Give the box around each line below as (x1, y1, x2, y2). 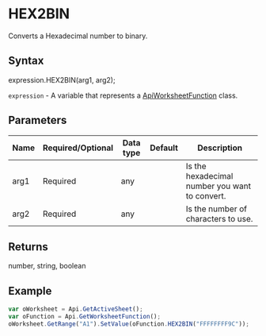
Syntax (8, 54, 44, 68)
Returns (8, 240, 49, 253)
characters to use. (185, 213, 253, 224)
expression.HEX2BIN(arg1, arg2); (8, 75, 116, 84)
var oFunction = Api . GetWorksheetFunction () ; (8, 313, 161, 321)
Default (150, 142, 178, 153)
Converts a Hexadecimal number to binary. (8, 31, 148, 41)
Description (197, 142, 243, 153)
